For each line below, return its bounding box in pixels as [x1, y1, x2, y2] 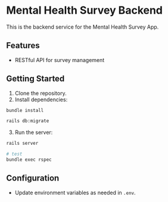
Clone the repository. [14, 89, 67, 97]
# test [6, 151, 23, 157]
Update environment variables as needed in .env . [14, 189, 136, 196]
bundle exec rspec [6, 157, 52, 163]
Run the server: [14, 129, 53, 136]
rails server [6, 141, 39, 147]
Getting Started [6, 74, 65, 84]
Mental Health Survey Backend [6, 4, 163, 17]
